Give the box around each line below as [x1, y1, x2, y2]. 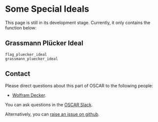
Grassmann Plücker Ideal [5, 39, 83, 48]
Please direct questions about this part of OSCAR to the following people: [5, 82, 154, 89]
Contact [5, 70, 30, 78]
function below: [5, 24, 37, 30]
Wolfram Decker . [12, 92, 47, 98]
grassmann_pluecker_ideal [5, 56, 58, 61]
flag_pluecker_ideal [5, 52, 48, 57]
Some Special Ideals [5, 3, 89, 15]
